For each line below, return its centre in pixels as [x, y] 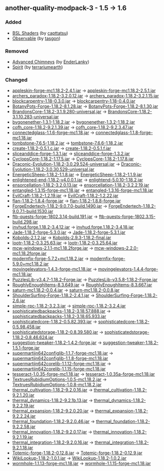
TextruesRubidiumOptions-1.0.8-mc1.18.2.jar [57, 385]
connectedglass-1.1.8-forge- [124, 132]
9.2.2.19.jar [23, 406]
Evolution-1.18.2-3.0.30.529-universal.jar [53, 170]
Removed [17, 51]
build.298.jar [25, 222]
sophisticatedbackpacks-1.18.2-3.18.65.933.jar [59, 316]
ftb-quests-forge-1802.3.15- [127, 216]
